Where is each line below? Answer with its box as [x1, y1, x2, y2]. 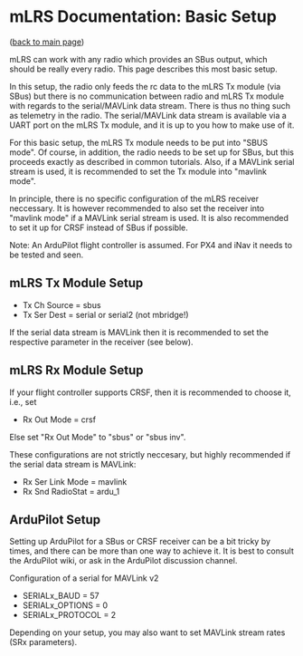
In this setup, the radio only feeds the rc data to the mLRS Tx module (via [9, 81, 281, 92]
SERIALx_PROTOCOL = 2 [22, 610, 117, 621]
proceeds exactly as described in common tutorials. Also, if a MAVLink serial [9, 156, 295, 167]
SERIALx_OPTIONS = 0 [22, 600, 109, 611]
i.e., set [9, 396, 37, 407]
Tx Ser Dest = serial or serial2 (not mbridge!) [22, 309, 189, 320]
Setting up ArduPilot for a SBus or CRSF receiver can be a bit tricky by [9, 536, 271, 547]
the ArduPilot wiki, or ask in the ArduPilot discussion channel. [9, 555, 238, 566]
